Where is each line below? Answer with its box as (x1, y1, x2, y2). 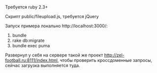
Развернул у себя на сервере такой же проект (5, 52, 103, 58)
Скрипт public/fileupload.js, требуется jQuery (5, 14, 99, 19)
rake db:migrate (12, 37, 45, 43)
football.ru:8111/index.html (5, 57, 58, 63)
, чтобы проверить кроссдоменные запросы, (57, 57, 153, 63)
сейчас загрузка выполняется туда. (5, 63, 80, 68)
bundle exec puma (12, 43, 50, 48)
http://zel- (104, 52, 125, 58)
